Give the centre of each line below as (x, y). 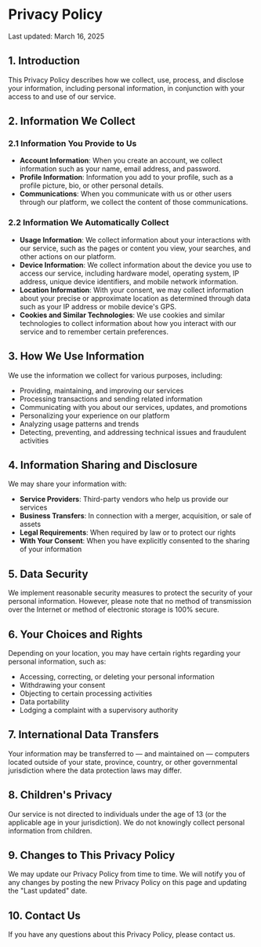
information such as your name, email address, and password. (120, 169)
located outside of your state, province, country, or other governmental (123, 762)
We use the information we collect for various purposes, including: (116, 375)
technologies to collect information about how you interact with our (128, 323)
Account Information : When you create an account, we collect (121, 161)
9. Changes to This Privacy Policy (92, 855)
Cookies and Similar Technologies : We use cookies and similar (122, 315)
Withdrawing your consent (62, 685)
